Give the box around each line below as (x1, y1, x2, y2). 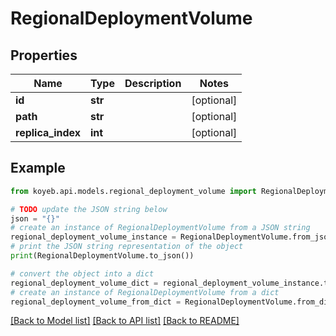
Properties (10, 47, 78, 64)
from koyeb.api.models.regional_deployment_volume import (10, 186, 257, 196)
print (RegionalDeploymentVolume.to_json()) (10, 251, 195, 261)
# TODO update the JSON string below (10, 204, 168, 214)
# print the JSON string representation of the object (10, 242, 244, 252)
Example (10, 160, 66, 177)
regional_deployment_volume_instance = (10, 232, 177, 242)
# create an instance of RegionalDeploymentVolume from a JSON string (10, 223, 311, 233)
